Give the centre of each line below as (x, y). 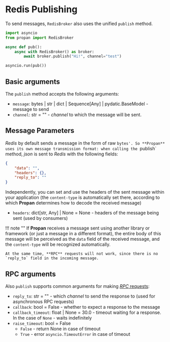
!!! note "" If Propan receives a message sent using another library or (78, 228)
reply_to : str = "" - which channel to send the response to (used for (84, 296)
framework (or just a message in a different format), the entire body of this (83, 234)
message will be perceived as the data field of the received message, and (82, 239)
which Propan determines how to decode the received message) (73, 203)
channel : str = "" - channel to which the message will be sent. (77, 115)
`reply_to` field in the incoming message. (52, 258)
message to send (31, 109)
